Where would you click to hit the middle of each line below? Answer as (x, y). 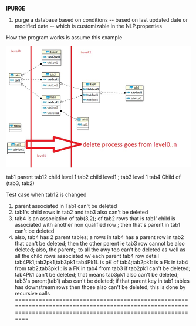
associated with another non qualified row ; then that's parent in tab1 (97, 224)
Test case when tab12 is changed (46, 194)
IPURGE (16, 9)
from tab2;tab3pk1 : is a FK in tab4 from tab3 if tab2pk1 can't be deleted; (102, 268)
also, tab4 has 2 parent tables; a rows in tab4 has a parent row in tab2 (99, 237)
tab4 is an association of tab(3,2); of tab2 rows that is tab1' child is (95, 218)
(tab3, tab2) (21, 183)
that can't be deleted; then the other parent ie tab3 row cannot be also (99, 243)
